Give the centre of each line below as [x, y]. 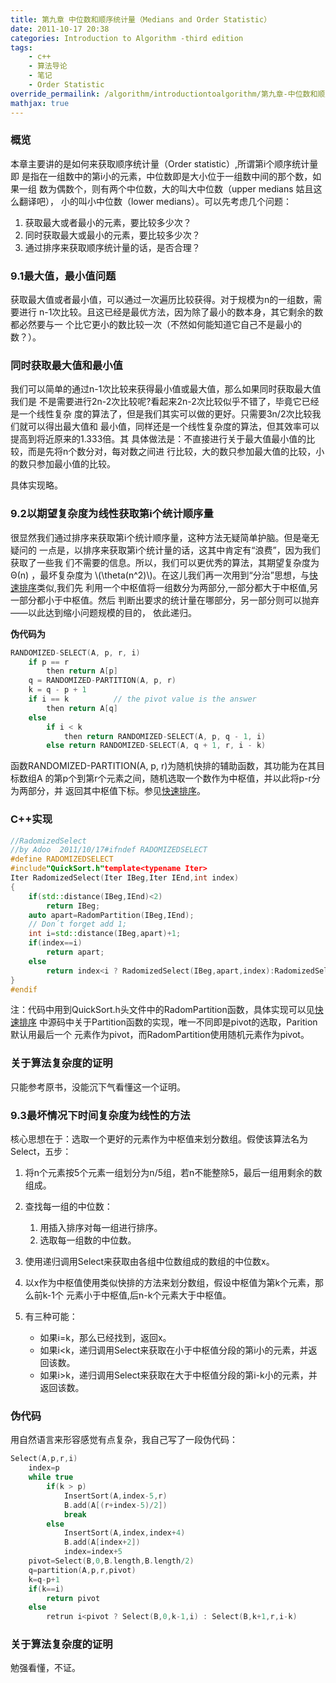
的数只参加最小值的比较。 [63, 464]
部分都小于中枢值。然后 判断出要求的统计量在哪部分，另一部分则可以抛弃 [169, 600]
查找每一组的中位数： [68, 1207]
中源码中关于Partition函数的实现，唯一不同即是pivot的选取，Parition [178, 1022]
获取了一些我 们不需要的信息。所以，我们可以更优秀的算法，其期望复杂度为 [165, 562]
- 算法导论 [48, 66]
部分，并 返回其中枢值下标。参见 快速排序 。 [116, 791]
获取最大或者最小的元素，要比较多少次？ [108, 222]
